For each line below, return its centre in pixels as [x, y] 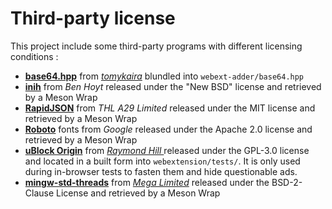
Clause [39, 193]
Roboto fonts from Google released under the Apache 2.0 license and [168, 129]
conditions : [34, 56]
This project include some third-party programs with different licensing [156, 46]
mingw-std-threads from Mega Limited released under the [147, 182]
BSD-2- [287, 182]
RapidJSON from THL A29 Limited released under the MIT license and [170, 108]
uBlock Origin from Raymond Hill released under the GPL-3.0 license [167, 150]
